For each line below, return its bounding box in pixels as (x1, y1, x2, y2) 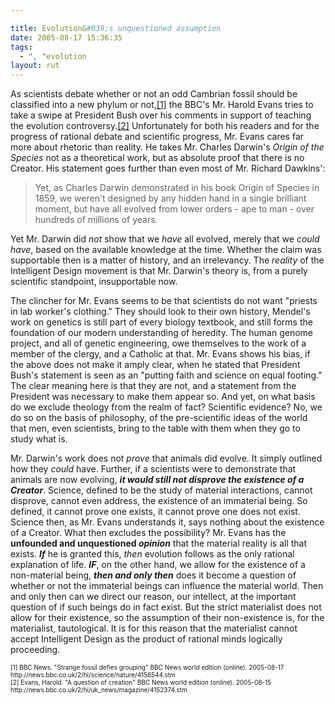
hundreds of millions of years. (34, 214, 158, 226)
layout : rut (10, 61, 60, 71)
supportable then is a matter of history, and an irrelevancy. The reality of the (10, 254, 325, 266)
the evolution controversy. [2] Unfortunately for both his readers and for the (10, 120, 320, 132)
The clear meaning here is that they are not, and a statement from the (10, 380, 297, 392)
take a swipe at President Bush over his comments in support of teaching (10, 109, 312, 121)
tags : (10, 42, 33, 52)
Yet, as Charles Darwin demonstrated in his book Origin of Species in (34, 182, 320, 194)
